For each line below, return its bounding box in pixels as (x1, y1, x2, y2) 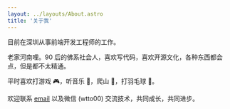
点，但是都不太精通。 (7, 61, 70, 70)
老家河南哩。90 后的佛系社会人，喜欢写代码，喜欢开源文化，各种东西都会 (7, 53, 223, 61)
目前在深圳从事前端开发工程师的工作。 (7, 37, 120, 46)
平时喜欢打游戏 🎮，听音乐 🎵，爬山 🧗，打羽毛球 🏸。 (7, 76, 159, 85)
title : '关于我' (7, 17, 53, 24)
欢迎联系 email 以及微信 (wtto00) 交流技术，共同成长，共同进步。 (7, 94, 199, 103)
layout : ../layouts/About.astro (7, 10, 103, 18)
